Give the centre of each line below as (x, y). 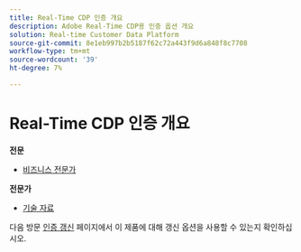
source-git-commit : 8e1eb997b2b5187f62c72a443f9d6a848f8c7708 (128, 43)
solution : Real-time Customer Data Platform (94, 34)
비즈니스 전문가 (49, 169)
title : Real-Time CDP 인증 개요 (66, 18)
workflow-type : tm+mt (50, 51)
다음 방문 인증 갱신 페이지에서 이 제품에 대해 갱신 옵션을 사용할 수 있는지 (135, 227)
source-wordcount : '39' (54, 60)
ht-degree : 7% (36, 69)
